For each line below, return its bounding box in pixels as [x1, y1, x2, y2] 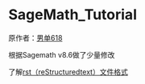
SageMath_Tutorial [8, 6, 137, 24]
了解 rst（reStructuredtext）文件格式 [8, 66, 129, 77]
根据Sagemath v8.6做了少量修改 [8, 50, 115, 59]
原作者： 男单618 [8, 33, 63, 42]
